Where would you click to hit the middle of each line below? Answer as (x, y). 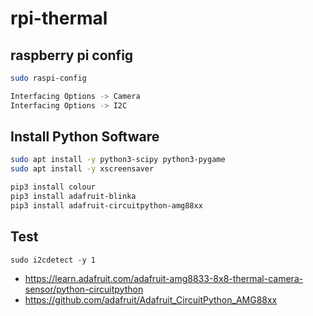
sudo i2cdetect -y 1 (53, 260)
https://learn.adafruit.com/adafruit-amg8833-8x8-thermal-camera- (164, 278)
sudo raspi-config (48, 78)
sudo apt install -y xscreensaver (82, 169)
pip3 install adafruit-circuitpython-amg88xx (106, 205)
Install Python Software (85, 137)
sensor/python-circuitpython (84, 289)
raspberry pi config (72, 55)
